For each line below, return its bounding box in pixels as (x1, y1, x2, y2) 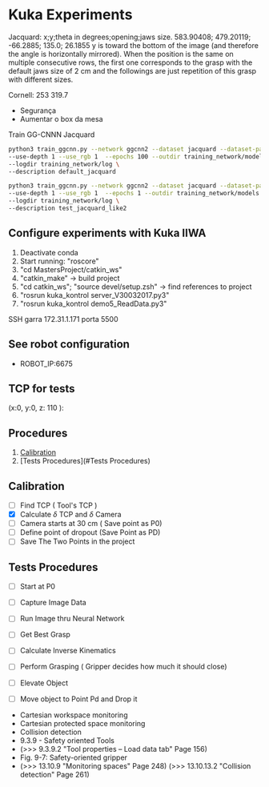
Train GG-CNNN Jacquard (8, 130, 95, 139)
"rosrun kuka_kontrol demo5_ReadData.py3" (19, 299, 167, 308)
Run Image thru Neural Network (19, 614, 125, 624)
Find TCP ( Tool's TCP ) (19, 500, 98, 510)
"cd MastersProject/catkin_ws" (19, 264, 122, 274)
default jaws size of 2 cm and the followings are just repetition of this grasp (8, 66, 257, 75)
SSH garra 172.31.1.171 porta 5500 (8, 314, 118, 323)
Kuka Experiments (8, 6, 133, 24)
